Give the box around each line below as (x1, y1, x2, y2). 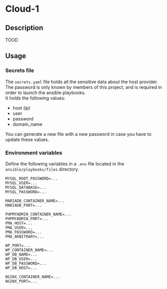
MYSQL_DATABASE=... (5, 185, 47, 190)
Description (5, 23, 43, 32)
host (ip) (12, 105, 31, 111)
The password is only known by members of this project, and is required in (5, 84, 162, 90)
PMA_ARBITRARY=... (5, 234, 44, 239)
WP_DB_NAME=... (5, 252, 38, 257)
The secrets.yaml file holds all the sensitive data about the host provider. (5, 79, 158, 85)
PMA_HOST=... (5, 221, 33, 226)
